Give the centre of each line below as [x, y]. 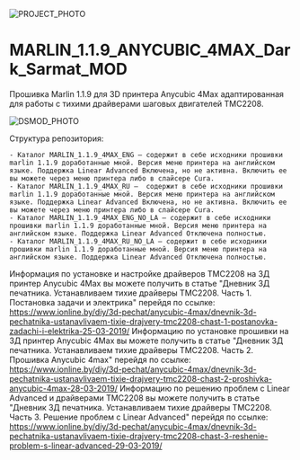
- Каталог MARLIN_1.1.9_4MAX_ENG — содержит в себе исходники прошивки [146, 155]
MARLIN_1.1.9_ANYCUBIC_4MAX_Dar [150, 50]
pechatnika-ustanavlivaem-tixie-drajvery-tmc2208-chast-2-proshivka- [141, 378]
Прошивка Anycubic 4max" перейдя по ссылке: [100, 359]
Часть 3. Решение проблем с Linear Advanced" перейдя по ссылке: [139, 417]
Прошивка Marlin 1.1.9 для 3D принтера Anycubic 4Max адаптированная [147, 93]
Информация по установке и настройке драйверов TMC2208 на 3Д [140, 273]
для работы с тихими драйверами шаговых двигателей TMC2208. [137, 103]
